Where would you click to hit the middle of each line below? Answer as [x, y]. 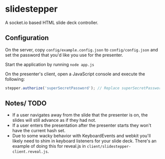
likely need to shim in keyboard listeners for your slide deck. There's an [84, 141]
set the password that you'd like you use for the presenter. [64, 55]
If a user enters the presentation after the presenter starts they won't [82, 125]
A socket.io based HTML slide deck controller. [52, 23]
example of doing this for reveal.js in [49, 146]
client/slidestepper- [109, 147]
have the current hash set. [39, 131]
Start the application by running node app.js [50, 64]
